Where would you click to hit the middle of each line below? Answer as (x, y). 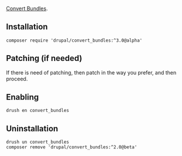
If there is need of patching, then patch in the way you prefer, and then (91, 72)
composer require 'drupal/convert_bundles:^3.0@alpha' (74, 40)
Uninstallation (32, 128)
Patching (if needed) (44, 58)
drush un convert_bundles (37, 142)
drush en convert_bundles (37, 111)
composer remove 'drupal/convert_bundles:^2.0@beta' (72, 147)
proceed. (17, 79)
